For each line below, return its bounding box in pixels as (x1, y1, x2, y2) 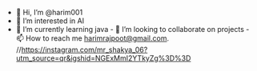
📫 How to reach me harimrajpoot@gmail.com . (15, 34, 170, 43)
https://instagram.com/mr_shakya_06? (21, 45, 148, 54)
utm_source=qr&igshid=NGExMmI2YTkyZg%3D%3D (15, 53, 191, 63)
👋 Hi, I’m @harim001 (15, 8, 83, 17)
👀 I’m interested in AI (15, 16, 85, 26)
